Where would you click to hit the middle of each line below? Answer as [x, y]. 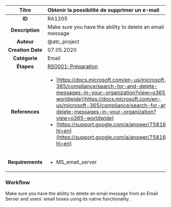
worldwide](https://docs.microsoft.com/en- [108, 99]
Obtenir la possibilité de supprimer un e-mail [103, 10]
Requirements [25, 162]
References [25, 112]
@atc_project [63, 42]
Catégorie [25, 58]
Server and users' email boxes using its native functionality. [68, 199]
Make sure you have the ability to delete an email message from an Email [82, 194]
